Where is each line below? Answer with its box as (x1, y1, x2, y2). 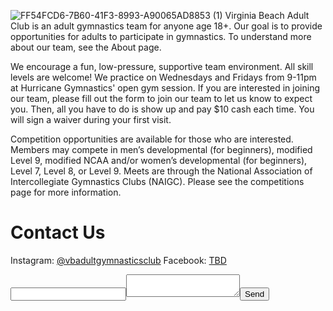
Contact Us (10, 221, 106, 244)
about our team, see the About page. (10, 41, 162, 53)
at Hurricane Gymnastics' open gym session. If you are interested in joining (10, 82, 321, 94)
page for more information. (10, 186, 122, 198)
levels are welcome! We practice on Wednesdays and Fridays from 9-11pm (10, 71, 317, 83)
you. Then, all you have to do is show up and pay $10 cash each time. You (10, 103, 315, 115)
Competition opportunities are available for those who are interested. (10, 133, 294, 145)
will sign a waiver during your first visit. (10, 114, 172, 125)
